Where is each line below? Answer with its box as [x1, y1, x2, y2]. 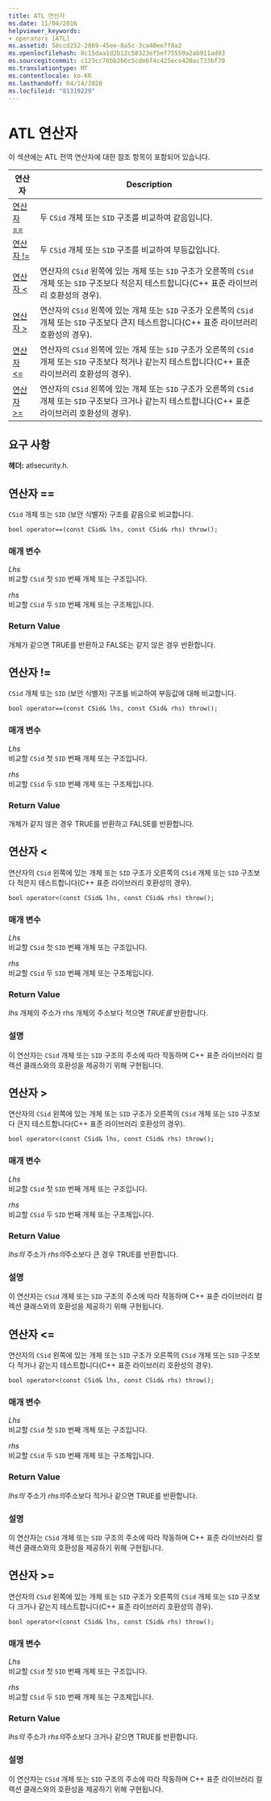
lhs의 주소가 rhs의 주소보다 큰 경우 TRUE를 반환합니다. [8, 1249, 179, 1259]
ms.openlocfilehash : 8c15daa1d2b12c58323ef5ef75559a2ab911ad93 [8, 49, 226, 57]
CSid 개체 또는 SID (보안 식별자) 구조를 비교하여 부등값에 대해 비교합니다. [8, 689, 236, 698]
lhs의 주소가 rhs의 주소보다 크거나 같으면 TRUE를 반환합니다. [8, 1732, 198, 1742]
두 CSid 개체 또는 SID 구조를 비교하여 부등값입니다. [40, 244, 220, 256]
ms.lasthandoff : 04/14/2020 [8, 79, 103, 87]
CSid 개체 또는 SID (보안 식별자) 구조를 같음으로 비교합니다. [8, 509, 194, 519]
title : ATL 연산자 [8, 11, 65, 20]
